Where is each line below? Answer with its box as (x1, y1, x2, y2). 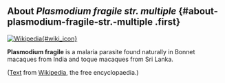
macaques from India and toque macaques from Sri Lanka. (7, 55, 174, 63)
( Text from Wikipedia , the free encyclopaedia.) (7, 68, 139, 76)
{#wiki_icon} (41, 34, 78, 43)
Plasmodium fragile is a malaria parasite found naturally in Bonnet (7, 47, 195, 56)
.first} (154, 16, 181, 28)
